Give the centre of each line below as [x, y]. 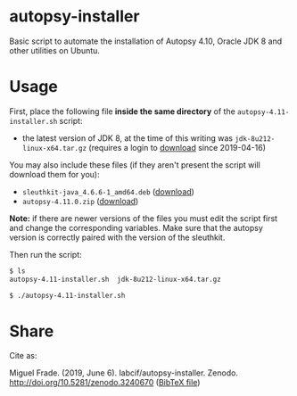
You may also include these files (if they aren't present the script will [135, 165]
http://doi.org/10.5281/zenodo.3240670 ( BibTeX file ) [105, 383]
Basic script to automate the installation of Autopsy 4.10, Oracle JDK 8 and [146, 41]
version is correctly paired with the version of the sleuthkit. [117, 237]
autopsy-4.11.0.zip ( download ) [80, 201]
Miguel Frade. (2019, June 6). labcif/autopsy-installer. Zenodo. [124, 373]
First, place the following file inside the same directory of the [123, 111]
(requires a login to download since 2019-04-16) [177, 147]
